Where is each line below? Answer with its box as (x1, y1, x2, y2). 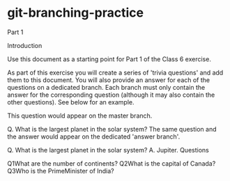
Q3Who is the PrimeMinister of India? (7, 166, 115, 175)
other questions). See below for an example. (7, 97, 135, 106)
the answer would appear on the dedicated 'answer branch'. (7, 132, 181, 141)
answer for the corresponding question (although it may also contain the (7, 90, 215, 99)
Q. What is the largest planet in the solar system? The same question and (7, 125, 217, 133)
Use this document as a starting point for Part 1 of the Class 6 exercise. (7, 54, 211, 63)
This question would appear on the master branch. (7, 111, 153, 120)
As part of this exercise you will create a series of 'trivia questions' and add (7, 68, 224, 77)
